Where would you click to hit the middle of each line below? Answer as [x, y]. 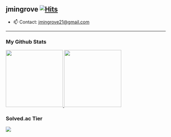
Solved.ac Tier [24, 119]
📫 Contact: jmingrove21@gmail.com [51, 22]
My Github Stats [26, 42]
